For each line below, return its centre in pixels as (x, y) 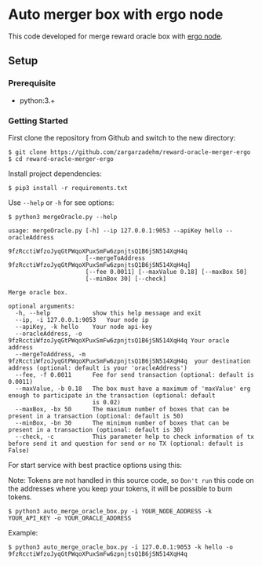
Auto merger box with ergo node (116, 15)
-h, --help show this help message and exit (108, 313)
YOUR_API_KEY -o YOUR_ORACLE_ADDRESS (70, 518)
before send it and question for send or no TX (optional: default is (126, 444)
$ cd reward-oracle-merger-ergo (61, 159)
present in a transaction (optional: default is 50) (96, 416)
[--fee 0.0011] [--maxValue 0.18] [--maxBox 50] (166, 272)
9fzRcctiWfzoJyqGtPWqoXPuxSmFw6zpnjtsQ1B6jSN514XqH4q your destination (129, 361)
